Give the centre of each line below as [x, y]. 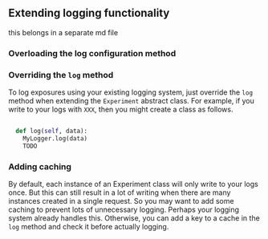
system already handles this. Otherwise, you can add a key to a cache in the [134, 218]
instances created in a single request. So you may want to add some [121, 201]
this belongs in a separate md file [63, 32]
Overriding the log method [61, 75]
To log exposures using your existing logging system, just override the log [131, 92]
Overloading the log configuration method [92, 53]
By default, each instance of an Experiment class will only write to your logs [133, 184]
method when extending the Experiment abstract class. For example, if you [132, 101]
